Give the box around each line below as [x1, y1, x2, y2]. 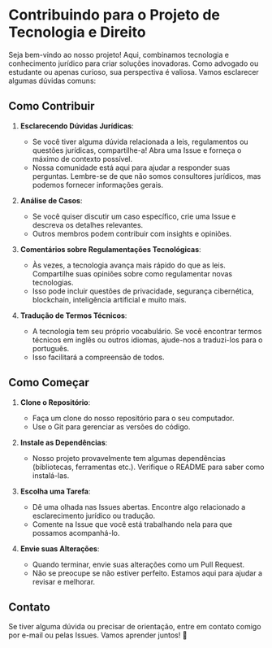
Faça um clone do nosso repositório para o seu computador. [32, 413, 235, 423]
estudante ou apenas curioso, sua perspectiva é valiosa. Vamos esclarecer [8, 67, 260, 76]
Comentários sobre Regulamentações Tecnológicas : [19, 244, 201, 254]
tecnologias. [32, 277, 74, 287]
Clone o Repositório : [19, 397, 91, 407]
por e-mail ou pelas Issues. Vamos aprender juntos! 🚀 [8, 630, 188, 640]
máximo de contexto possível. [32, 154, 132, 163]
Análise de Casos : [19, 195, 83, 205]
